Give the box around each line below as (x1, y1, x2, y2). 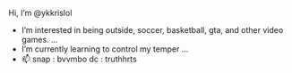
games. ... (21, 35, 59, 45)
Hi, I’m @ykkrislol (8, 8, 73, 18)
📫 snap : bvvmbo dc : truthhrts (21, 53, 138, 64)
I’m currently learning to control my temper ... (21, 44, 189, 54)
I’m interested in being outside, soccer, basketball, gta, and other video (21, 25, 284, 35)
